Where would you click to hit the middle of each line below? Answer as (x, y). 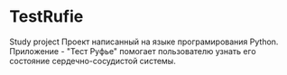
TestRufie (46, 17)
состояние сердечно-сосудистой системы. (93, 61)
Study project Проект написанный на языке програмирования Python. (144, 42)
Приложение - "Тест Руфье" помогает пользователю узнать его (133, 51)
